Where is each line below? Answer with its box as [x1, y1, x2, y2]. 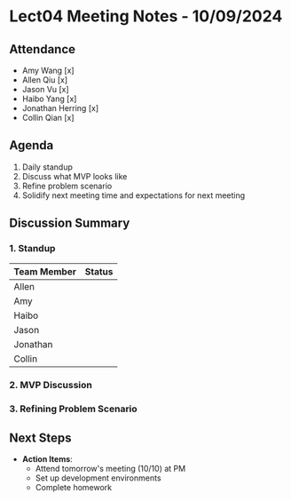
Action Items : [21, 454, 73, 465]
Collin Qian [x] [21, 113, 75, 123]
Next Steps [9, 430, 72, 445]
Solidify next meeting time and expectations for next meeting [21, 189, 246, 201]
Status [84, 265, 114, 277]
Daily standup [21, 162, 74, 172]
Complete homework [35, 482, 113, 493]
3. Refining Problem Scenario [9, 402, 138, 415]
